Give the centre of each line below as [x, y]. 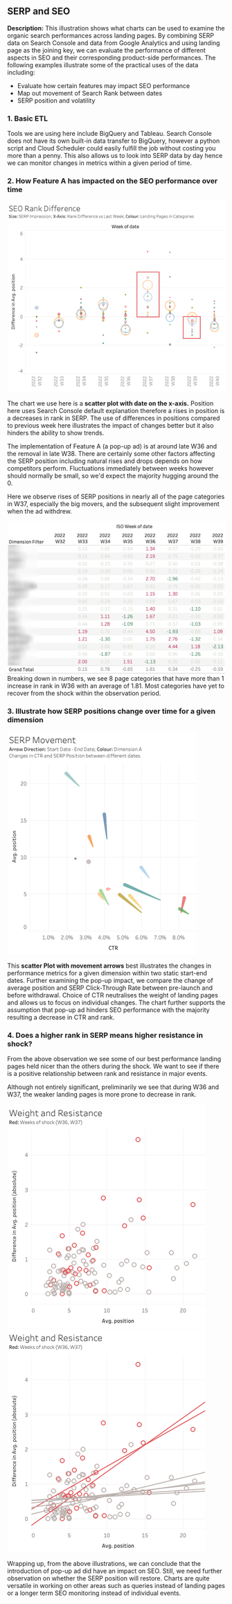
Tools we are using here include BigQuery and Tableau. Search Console [110, 134]
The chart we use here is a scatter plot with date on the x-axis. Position [110, 403]
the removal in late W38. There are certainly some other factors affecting [111, 453]
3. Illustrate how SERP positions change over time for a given [111, 711]
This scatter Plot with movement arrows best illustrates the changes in [109, 966]
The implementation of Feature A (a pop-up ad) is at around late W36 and [112, 446]
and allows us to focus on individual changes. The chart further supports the [116, 1003]
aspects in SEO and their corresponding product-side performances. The [111, 58]
